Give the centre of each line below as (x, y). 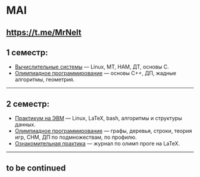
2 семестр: (28, 104)
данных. (25, 125)
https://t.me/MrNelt (44, 32)
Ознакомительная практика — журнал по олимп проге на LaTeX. (97, 144)
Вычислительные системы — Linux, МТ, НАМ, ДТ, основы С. (92, 67)
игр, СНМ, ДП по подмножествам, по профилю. (76, 137)
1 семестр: (27, 52)
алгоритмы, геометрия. (45, 80)
